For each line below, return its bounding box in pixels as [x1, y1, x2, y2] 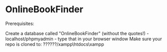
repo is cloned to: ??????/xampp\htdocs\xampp [5, 41, 104, 47]
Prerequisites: [5, 20, 35, 27]
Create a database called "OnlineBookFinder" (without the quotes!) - [5, 30, 149, 36]
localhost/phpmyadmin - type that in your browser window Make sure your [5, 36, 162, 42]
